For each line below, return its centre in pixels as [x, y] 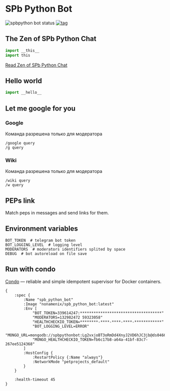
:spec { [22, 295]
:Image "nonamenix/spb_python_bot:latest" [69, 304]
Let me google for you [40, 108]
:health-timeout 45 [35, 379]
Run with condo [30, 269]
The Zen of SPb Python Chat [51, 39]
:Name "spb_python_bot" [48, 300]
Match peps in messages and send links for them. [57, 212]
